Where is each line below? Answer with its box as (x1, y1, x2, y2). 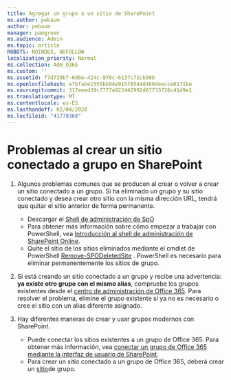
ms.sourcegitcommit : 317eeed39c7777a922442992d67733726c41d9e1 (7, 87, 192, 94)
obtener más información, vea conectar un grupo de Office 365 (27, 342, 208, 351)
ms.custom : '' (7, 67, 48, 74)
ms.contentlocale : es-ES (7, 100, 78, 107)
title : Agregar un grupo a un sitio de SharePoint (7, 10, 155, 17)
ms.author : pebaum (7, 17, 60, 23)
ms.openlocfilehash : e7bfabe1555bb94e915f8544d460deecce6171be (7, 81, 192, 87)
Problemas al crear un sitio (7, 142, 163, 158)
